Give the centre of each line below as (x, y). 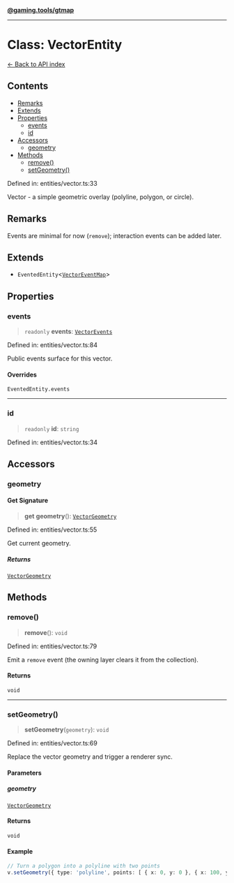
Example (20, 851)
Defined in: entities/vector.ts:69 (52, 743)
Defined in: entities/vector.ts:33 (52, 183)
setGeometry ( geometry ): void (67, 730)
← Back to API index (36, 64)
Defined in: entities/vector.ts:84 (52, 345)
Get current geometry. (39, 543)
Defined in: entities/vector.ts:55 (52, 530)
